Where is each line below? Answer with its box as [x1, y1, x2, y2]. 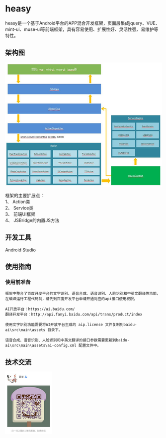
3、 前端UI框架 [5, 211, 36, 217]
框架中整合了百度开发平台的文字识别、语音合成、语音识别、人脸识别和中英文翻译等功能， [5, 291, 161, 296]
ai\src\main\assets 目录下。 [5, 328, 63, 332]
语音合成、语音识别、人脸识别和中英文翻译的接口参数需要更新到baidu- [5, 338, 130, 343]
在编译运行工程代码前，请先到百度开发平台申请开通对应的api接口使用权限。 [5, 297, 138, 302]
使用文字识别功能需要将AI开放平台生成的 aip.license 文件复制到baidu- [5, 322, 137, 328]
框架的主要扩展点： [5, 192, 45, 198]
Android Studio [5, 247, 36, 253]
